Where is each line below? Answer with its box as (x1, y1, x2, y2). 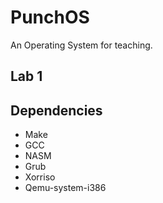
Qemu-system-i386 (24, 182, 107, 194)
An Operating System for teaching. (10, 39, 153, 51)
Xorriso (24, 171, 56, 183)
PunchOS (10, 6, 90, 29)
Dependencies (10, 102, 103, 119)
